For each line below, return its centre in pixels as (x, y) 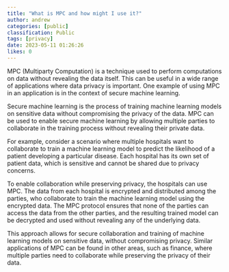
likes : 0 (19, 52)
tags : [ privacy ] (30, 39)
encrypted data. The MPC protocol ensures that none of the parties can (108, 206)
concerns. (22, 170)
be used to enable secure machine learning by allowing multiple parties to (111, 121)
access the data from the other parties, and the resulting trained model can (113, 212)
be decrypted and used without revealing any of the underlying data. (104, 220)
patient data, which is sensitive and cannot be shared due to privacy (103, 163)
